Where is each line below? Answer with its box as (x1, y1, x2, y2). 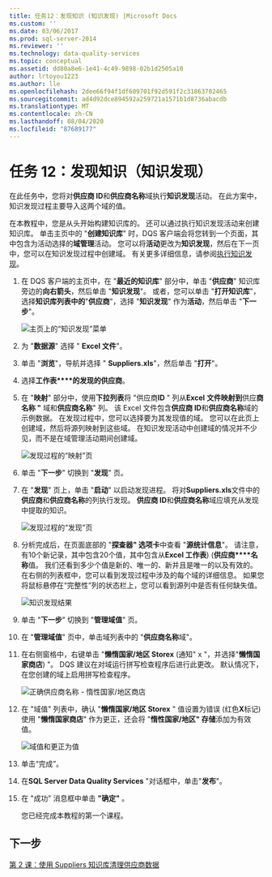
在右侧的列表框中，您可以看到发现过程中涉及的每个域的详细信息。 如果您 (20, 570, 265, 580)
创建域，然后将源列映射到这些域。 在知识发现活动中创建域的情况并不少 (20, 423, 257, 432)
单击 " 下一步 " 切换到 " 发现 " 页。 (20, 467, 128, 477)
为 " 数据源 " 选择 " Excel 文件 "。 (20, 341, 127, 350)
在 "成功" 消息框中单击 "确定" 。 (20, 793, 130, 803)
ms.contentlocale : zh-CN (9, 110, 93, 118)
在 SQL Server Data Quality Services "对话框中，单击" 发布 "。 (20, 776, 227, 785)
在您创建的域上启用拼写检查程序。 (20, 669, 135, 679)
